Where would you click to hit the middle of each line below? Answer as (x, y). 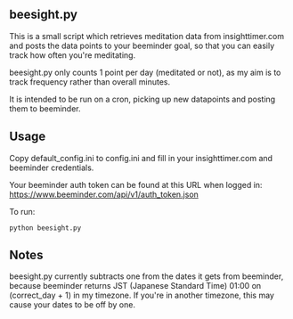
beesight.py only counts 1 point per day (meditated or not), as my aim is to (145, 72)
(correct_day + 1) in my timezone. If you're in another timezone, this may (142, 295)
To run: (22, 211)
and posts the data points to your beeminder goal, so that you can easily (142, 45)
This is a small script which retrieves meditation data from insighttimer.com (147, 36)
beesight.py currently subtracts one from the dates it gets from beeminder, (146, 276)
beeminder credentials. (52, 168)
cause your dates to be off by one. (73, 305)
